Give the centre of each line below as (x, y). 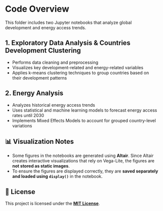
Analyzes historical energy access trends (53, 105)
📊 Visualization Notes (40, 142)
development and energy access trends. (46, 27)
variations (22, 126)
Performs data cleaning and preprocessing (55, 62)
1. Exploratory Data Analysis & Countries (68, 43)
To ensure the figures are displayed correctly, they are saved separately (85, 171)
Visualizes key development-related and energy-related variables (78, 67)
